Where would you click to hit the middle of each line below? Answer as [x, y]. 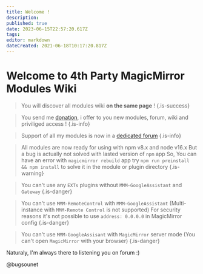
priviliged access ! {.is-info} [56, 124]
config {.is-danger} [45, 222]
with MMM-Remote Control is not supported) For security [112, 210]
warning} [32, 173]
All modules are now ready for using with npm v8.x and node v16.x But [109, 147]
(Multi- [178, 203]
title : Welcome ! [28, 12]
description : [23, 18]
